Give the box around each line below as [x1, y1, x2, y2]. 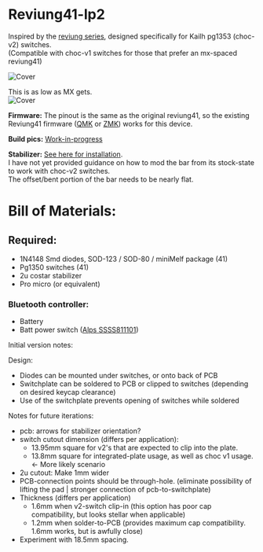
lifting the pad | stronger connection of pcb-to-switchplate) [19, 485, 211, 495]
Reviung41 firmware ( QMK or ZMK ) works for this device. [8, 119, 193, 128]
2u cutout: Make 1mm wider [19, 468, 110, 477]
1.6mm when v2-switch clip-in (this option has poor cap [31, 502, 212, 511]
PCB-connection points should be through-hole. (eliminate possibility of [19, 477, 252, 486]
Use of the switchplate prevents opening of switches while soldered [19, 396, 239, 406]
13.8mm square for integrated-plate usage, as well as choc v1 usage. [31, 451, 254, 461]
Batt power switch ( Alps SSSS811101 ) [19, 325, 139, 335]
